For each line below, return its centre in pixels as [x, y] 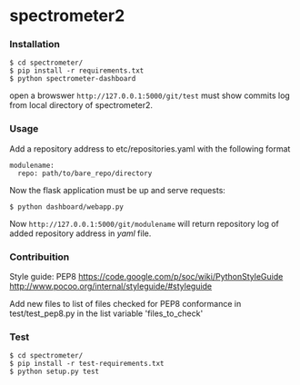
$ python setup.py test [55, 372]
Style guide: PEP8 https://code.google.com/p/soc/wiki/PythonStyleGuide [146, 277]
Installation [35, 44]
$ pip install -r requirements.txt [77, 71]
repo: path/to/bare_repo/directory [85, 173]
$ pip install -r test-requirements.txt [87, 364]
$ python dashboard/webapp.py [67, 207]
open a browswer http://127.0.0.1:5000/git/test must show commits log [150, 95]
